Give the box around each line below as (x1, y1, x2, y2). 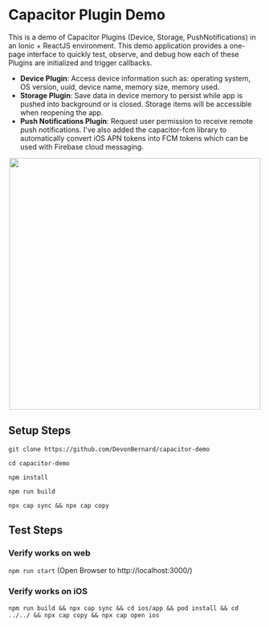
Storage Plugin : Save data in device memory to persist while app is (19, 90, 243, 100)
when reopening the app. (19, 107, 104, 118)
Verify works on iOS (8, 586, 88, 597)
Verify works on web (8, 547, 91, 559)
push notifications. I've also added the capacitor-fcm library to (19, 125, 227, 134)
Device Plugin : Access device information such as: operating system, (19, 73, 251, 83)
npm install (8, 473, 48, 481)
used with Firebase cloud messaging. (19, 142, 145, 151)
